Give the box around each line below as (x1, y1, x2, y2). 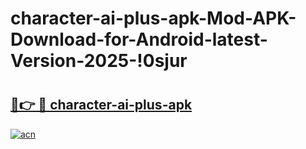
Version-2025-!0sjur (10, 50, 188, 72)
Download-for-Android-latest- (10, 28, 268, 51)
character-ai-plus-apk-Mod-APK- (10, 7, 297, 30)
